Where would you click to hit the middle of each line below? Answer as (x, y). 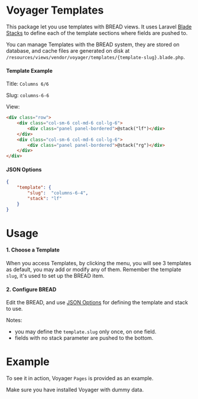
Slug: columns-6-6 (27, 95)
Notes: (14, 320)
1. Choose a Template (33, 250)
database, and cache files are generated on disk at (68, 50)
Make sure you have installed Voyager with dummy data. (75, 390)
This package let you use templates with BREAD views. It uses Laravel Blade (99, 27)
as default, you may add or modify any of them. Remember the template (94, 269)
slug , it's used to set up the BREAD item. (55, 275)
